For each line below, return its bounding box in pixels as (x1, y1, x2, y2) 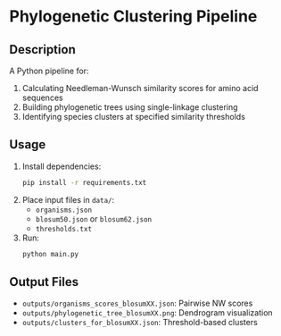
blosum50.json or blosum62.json (35, 213, 153, 224)
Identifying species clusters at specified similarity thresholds (21, 112, 245, 122)
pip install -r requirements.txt (21, 178, 147, 187)
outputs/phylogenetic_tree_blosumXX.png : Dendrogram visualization (21, 307, 274, 318)
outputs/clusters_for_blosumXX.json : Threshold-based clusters (21, 317, 259, 328)
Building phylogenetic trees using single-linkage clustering (21, 102, 238, 113)
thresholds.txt (35, 224, 92, 233)
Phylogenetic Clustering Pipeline (9, 6, 258, 27)
